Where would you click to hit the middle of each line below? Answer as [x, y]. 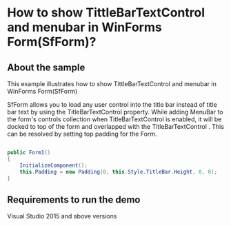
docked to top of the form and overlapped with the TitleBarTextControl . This [115, 126]
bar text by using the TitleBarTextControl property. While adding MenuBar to [115, 112]
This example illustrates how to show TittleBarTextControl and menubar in [112, 84]
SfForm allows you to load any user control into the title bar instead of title [112, 104]
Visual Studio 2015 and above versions [62, 216]
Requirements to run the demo [74, 199]
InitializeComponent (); [54, 165]
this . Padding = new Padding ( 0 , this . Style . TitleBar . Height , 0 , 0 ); [119, 172]
